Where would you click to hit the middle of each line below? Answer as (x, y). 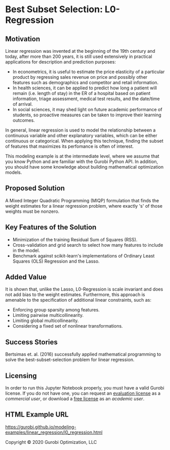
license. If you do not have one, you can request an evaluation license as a (83, 393)
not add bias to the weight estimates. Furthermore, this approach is (75, 295)
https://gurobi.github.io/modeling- (41, 427)
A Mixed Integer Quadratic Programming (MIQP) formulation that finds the (82, 200)
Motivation (23, 39)
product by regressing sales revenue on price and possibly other (80, 77)
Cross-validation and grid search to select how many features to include (88, 245)
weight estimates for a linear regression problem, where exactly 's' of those (84, 206)
